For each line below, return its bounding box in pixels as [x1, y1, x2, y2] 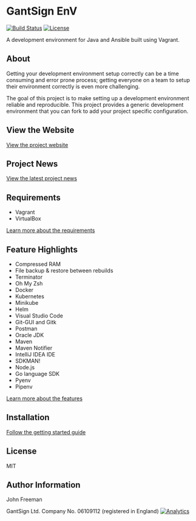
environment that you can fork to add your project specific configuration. [6, 107, 189, 115]
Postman [15, 325, 38, 332]
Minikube [15, 299, 39, 306]
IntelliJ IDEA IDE [15, 351, 56, 358]
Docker [15, 287, 34, 293]
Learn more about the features [6, 395, 83, 402]
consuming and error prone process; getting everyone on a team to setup [6, 76, 190, 83]
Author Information [6, 480, 81, 490]
